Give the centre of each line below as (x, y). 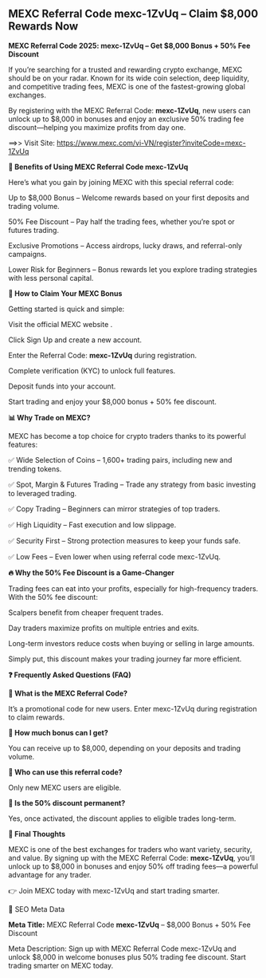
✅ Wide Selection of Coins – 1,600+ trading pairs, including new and (120, 459)
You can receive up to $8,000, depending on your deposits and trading (125, 748)
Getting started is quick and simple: (66, 309)
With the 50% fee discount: (53, 597)
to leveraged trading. (43, 493)
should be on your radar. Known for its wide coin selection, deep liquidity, (129, 78)
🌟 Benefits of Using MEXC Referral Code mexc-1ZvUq (98, 167)
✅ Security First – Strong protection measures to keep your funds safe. (125, 540)
